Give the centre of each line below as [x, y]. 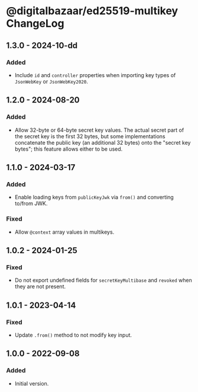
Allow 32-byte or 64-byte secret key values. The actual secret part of [99, 130]
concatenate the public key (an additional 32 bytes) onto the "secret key [103, 142]
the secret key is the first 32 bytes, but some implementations [90, 136]
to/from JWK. [31, 203]
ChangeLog [35, 23]
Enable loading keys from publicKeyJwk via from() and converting [94, 197]
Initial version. [32, 383]
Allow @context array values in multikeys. [64, 232]
